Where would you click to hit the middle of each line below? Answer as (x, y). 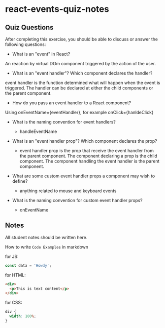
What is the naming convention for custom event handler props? (77, 200)
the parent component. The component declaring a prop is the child (88, 156)
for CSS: (14, 303)
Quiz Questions (29, 27)
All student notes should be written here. (46, 237)
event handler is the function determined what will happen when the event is (83, 83)
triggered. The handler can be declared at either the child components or (79, 88)
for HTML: (16, 275)
